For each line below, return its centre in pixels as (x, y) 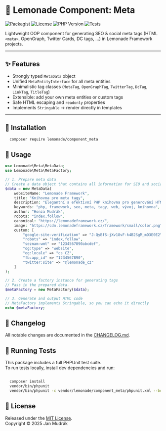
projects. (14, 44)
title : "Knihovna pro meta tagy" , (49, 198)
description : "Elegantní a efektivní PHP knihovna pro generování (84, 202)
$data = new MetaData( (28, 189)
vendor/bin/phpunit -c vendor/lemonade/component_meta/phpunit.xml (81, 390)
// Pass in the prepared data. (37, 285)
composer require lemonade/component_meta (54, 139)
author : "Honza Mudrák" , (40, 212)
